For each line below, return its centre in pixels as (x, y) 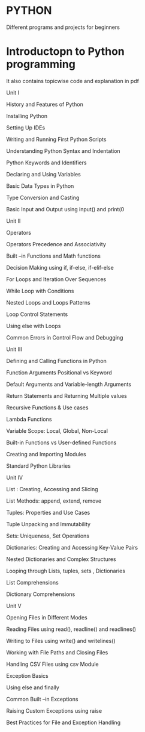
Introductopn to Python (65, 51)
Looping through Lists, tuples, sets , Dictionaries (66, 571)
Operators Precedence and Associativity (56, 244)
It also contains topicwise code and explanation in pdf (73, 81)
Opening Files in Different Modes (47, 617)
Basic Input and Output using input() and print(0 (65, 209)
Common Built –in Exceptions (42, 699)
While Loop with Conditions (40, 291)
